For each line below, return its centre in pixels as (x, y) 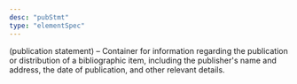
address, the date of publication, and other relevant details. (117, 69)
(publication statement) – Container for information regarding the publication (148, 50)
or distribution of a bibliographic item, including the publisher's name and (143, 60)
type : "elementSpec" (47, 26)
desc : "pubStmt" (39, 17)
